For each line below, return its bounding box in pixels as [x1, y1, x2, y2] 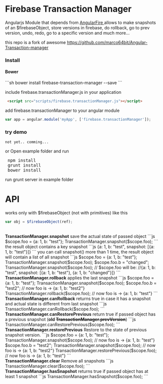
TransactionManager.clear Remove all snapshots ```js [5, 358, 114, 363]
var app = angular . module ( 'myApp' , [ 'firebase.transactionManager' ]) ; [5, 117, 151, 122]
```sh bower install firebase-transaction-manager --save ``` [5, 80, 123, 86]
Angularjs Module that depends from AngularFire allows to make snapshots [5, 20, 156, 25]
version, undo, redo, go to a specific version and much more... [5, 30, 130, 36]
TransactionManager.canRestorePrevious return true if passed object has [5, 311, 156, 317]
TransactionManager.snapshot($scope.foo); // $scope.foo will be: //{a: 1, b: [5, 264, 156, 270]
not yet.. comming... [5, 140, 49, 145]
